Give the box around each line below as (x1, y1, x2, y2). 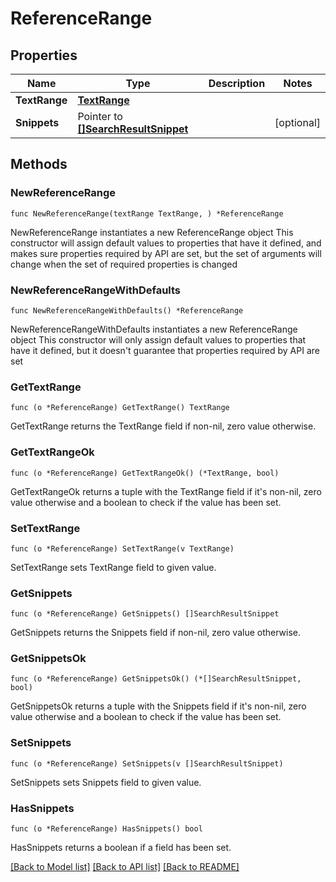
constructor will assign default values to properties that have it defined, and (10, 237, 322, 249)
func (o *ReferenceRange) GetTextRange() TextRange (10, 403, 230, 413)
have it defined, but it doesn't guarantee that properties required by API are (10, 344, 320, 356)
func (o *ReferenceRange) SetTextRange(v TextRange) (10, 543, 235, 554)
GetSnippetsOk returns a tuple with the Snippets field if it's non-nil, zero (10, 700, 307, 712)
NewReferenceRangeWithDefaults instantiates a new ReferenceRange (10, 323, 298, 335)
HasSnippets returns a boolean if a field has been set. (10, 842, 232, 854)
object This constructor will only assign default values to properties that (10, 333, 307, 346)
